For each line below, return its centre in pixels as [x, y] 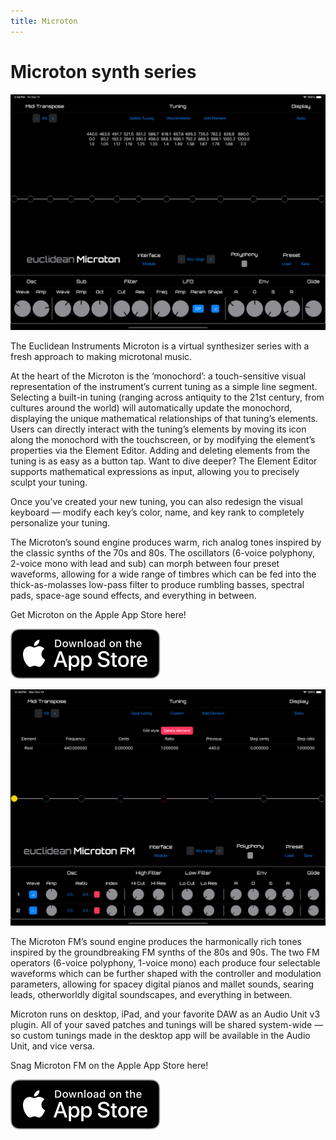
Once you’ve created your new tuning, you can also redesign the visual [156, 502]
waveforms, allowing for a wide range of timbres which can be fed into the [163, 574]
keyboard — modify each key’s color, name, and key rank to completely [157, 512]
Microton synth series [103, 71]
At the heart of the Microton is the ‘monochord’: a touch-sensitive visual [158, 376]
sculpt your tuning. [49, 482]
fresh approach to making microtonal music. [101, 357]
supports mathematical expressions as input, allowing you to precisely [155, 472]
